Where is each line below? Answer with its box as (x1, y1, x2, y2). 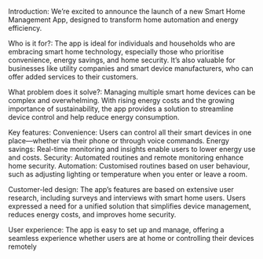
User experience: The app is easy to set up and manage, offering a (8, 225, 225, 235)
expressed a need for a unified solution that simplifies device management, (8, 202, 251, 211)
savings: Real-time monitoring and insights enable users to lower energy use (8, 145, 256, 154)
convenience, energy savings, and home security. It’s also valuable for (8, 55, 236, 65)
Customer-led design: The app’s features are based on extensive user (8, 185, 234, 194)
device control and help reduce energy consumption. (8, 113, 180, 121)
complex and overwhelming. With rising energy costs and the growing (8, 96, 235, 105)
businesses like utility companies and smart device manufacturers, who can (8, 64, 254, 73)
